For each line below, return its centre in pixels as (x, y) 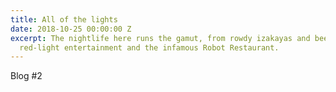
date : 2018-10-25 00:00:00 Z (71, 29)
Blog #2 (26, 76)
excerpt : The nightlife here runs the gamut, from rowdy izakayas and (160, 38)
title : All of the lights (64, 19)
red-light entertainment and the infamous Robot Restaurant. (149, 47)
